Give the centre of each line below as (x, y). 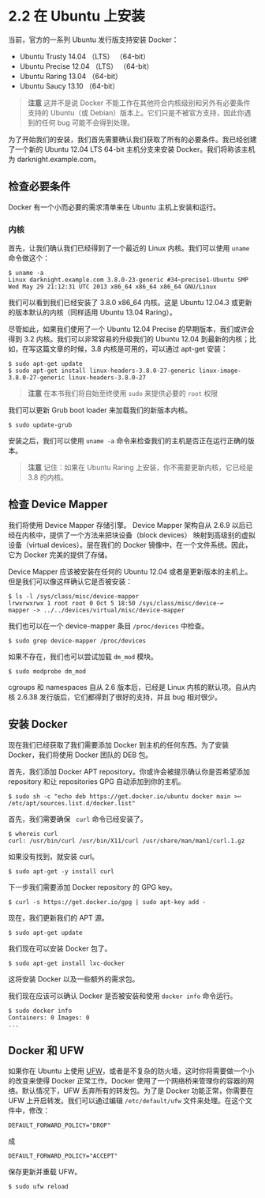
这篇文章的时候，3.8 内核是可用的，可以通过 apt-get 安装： (132, 349)
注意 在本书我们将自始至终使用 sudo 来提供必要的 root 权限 (123, 394)
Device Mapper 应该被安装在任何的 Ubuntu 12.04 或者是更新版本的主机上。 (130, 571)
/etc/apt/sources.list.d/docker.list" (72, 803)
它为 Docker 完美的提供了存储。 (60, 555)
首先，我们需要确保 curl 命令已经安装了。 (78, 819)
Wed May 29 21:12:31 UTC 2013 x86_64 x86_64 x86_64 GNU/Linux (112, 287)
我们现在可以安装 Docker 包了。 (60, 948)
